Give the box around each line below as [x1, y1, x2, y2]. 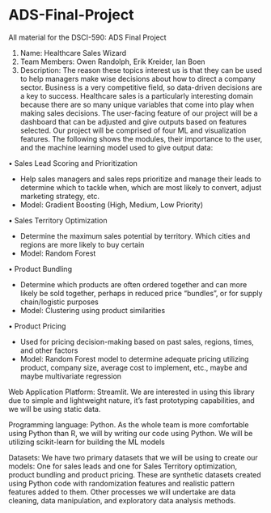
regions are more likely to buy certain [19, 240, 145, 249]
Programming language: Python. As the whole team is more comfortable [8, 419, 249, 430]
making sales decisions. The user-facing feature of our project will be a [19, 108, 258, 118]
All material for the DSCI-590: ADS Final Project [8, 32, 167, 42]
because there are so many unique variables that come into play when [19, 100, 255, 109]
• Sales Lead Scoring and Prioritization [8, 158, 138, 167]
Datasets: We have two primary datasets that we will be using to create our [8, 452, 259, 462]
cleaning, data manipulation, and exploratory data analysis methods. [8, 495, 236, 505]
